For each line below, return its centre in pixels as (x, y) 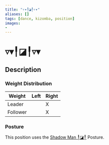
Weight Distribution (29, 83)
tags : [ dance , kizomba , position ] (40, 18)
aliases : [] (17, 14)
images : (13, 23)
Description (23, 69)
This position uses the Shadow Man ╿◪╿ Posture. (55, 137)
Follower (17, 112)
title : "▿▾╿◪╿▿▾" (23, 9)
